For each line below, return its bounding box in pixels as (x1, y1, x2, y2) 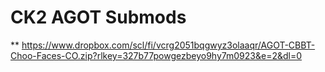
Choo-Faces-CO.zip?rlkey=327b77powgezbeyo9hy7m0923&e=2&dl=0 (10, 49, 303, 61)
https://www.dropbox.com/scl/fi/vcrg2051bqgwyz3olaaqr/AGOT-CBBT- (21, 39, 316, 51)
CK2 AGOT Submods (10, 6, 187, 29)
